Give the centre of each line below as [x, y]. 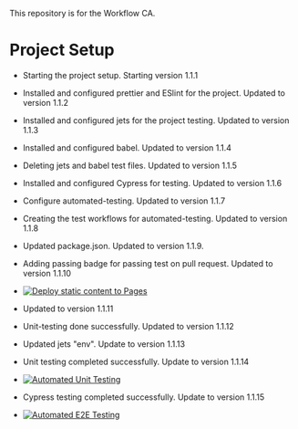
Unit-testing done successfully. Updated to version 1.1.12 [128, 326]
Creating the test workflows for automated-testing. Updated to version [155, 218]
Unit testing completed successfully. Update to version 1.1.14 [136, 361]
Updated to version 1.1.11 [68, 309]
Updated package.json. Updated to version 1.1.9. [113, 246]
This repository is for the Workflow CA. [82, 13]
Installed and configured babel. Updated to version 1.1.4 [127, 147]
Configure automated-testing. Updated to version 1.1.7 [124, 201]
